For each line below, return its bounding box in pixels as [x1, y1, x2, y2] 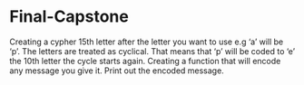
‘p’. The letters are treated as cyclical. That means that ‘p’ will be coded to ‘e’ [9, 45, 296, 56]
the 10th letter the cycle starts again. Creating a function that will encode [9, 55, 281, 66]
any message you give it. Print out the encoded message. [9, 65, 224, 76]
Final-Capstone [9, 6, 129, 27]
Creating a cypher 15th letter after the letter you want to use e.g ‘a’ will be [9, 36, 284, 47]
